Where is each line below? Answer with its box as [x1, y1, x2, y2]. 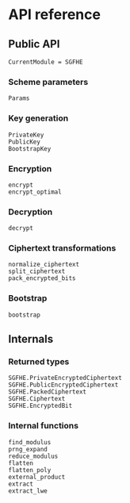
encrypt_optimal [8, 188, 62, 196]
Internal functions [8, 420, 79, 432]
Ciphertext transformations [8, 243, 117, 254]
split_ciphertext [8, 267, 66, 275]
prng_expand [8, 445, 48, 453]
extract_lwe [8, 486, 48, 495]
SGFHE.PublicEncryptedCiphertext [8, 381, 119, 390]
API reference [8, 6, 101, 24]
